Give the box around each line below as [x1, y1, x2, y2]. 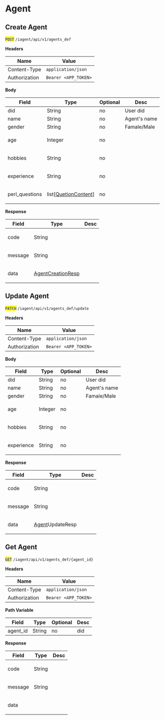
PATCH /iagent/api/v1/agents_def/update [5, 306, 89, 311]
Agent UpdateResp [34, 521, 77, 528]
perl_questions [7, 191, 42, 198]
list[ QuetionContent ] [47, 191, 95, 198]
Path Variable [5, 607, 34, 613]
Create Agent [5, 23, 48, 31]
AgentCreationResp [34, 270, 80, 277]
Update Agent [5, 292, 49, 300]
